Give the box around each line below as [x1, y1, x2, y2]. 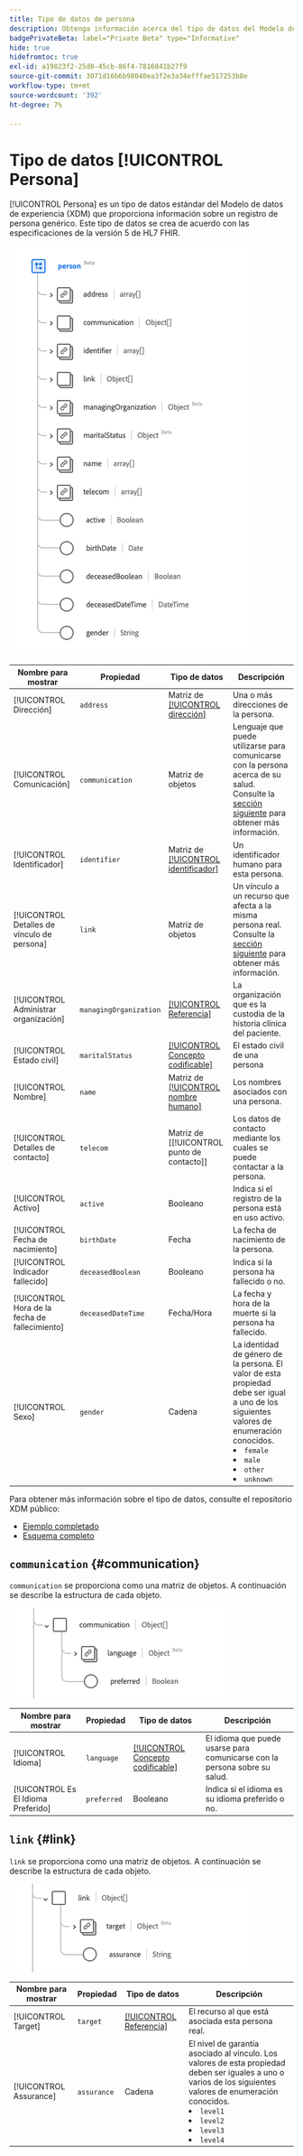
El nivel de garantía [188, 2038, 260, 2049]
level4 [199, 2135, 225, 2144]
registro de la [233, 1193, 282, 1204]
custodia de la [233, 1008, 286, 1019]
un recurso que [233, 890, 290, 901]
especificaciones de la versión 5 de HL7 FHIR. [9, 228, 180, 238]
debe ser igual [233, 1387, 286, 1399]
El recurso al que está [188, 2006, 269, 2017]
